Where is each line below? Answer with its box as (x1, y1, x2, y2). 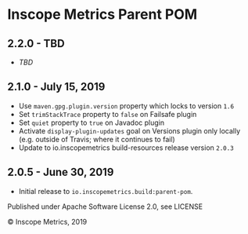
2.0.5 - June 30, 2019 (7, 166, 114, 179)
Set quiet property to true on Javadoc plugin (18, 118, 165, 127)
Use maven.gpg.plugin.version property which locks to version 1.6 (18, 101, 235, 111)
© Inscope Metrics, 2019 (7, 217, 88, 226)
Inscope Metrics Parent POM (7, 5, 198, 24)
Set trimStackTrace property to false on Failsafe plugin (18, 109, 197, 119)
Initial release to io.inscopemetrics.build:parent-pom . (18, 186, 193, 196)
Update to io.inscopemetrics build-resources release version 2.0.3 (18, 143, 234, 152)
